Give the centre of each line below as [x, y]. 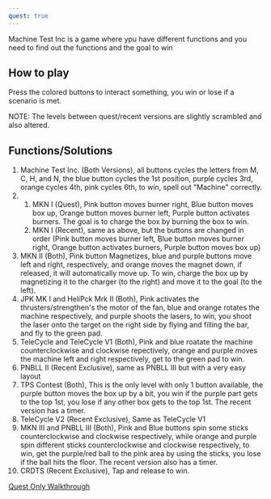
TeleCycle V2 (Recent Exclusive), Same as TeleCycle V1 [113, 419]
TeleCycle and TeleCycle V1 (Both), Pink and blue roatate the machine [136, 342]
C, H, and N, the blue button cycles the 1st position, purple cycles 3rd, [136, 179]
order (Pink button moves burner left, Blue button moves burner [138, 239]
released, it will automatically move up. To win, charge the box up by [134, 273]
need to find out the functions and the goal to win [91, 47]
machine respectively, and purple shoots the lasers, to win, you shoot [136, 316]
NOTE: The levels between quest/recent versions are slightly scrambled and [135, 116]
